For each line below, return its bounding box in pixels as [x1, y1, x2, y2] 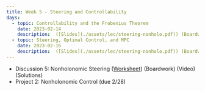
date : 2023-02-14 [17, 25, 62, 32]
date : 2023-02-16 [17, 43, 62, 49]
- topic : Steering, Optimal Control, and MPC [12, 37, 130, 43]
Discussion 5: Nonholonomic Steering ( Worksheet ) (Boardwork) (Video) [15, 65, 196, 72]
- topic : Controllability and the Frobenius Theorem [12, 20, 149, 26]
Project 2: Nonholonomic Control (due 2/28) [15, 78, 126, 85]
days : [6, 15, 20, 21]
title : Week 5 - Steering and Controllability [6, 8, 127, 15]
